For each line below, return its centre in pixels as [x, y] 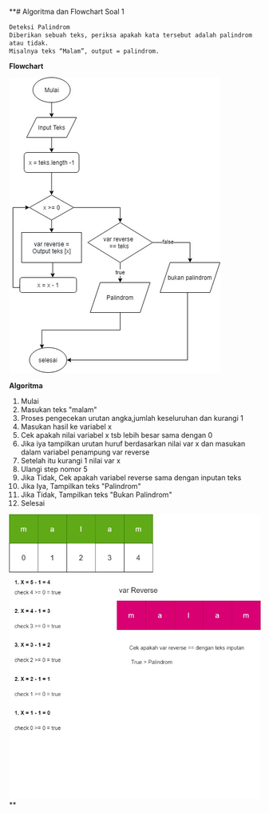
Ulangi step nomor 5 [54, 469]
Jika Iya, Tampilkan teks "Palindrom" [81, 486]
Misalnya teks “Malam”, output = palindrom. [84, 51]
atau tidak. [29, 43]
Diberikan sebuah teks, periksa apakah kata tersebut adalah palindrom [131, 35]
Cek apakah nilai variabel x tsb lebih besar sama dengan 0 [117, 435]
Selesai [33, 503]
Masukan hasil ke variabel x [66, 427]
